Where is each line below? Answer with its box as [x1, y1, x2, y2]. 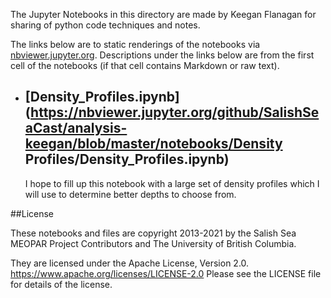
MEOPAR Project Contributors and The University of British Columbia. [10, 237, 297, 249]
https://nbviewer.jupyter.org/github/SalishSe [30, 104, 320, 121]
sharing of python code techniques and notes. [10, 19, 201, 31]
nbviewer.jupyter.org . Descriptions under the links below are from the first [10, 49, 315, 61]
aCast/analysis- [24, 120, 128, 137]
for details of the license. [10, 278, 113, 290]
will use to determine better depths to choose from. [24, 188, 237, 200]
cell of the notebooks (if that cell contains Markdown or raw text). [10, 60, 280, 71]
